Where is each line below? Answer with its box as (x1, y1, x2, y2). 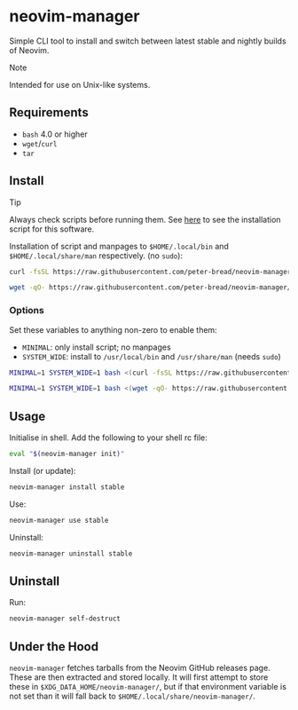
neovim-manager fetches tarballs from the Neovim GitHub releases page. (9, 663, 271, 674)
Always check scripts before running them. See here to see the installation (9, 214, 281, 225)
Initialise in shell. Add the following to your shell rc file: (9, 432, 208, 443)
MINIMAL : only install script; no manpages (21, 342, 171, 352)
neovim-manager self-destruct (9, 614, 122, 623)
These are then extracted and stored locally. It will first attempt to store (9, 672, 269, 682)
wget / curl (21, 138, 58, 148)
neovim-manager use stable (9, 516, 109, 525)
